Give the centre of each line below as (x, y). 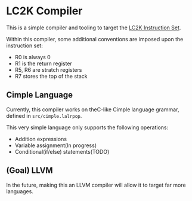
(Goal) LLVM (30, 171)
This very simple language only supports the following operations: (87, 127)
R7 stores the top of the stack (51, 76)
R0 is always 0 (32, 57)
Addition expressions (41, 139)
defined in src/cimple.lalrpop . (44, 115)
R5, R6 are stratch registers (48, 69)
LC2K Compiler (44, 11)
